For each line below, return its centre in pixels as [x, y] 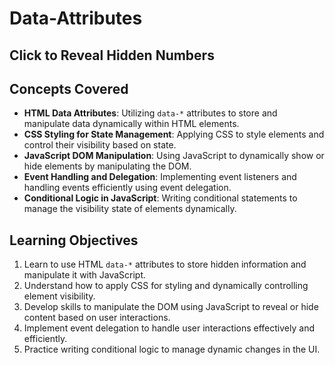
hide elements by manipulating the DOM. [107, 166]
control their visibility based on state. [100, 145]
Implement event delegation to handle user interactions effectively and [169, 328]
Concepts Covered [69, 88]
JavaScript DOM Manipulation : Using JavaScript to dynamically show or [174, 156]
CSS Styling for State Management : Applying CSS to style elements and [174, 134]
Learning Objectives [74, 240]
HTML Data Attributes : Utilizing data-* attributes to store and [150, 113]
